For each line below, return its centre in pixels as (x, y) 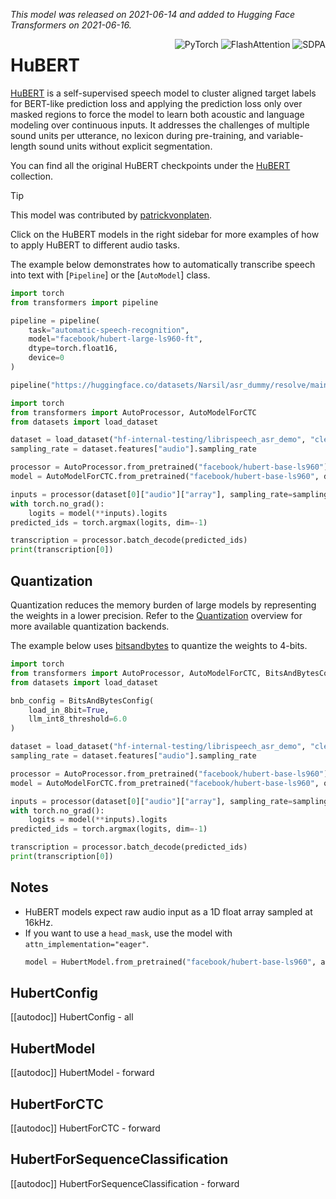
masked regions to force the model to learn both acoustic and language (157, 114)
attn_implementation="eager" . (87, 943)
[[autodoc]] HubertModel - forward (82, 1073)
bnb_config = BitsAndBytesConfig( (82, 700)
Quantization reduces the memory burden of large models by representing (163, 605)
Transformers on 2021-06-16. (71, 25)
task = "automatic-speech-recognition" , (109, 330)
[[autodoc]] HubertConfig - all (72, 1017)
